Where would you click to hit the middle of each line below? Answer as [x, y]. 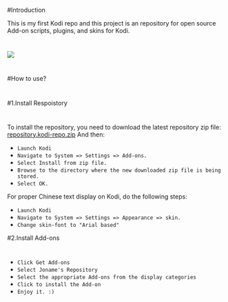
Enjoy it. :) [36, 292]
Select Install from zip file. [62, 163]
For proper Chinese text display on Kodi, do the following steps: [97, 197]
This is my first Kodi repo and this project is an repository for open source [112, 23]
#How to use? [27, 79]
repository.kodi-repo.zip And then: [56, 134]
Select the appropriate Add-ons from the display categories [107, 277]
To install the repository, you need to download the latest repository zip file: [114, 127]
